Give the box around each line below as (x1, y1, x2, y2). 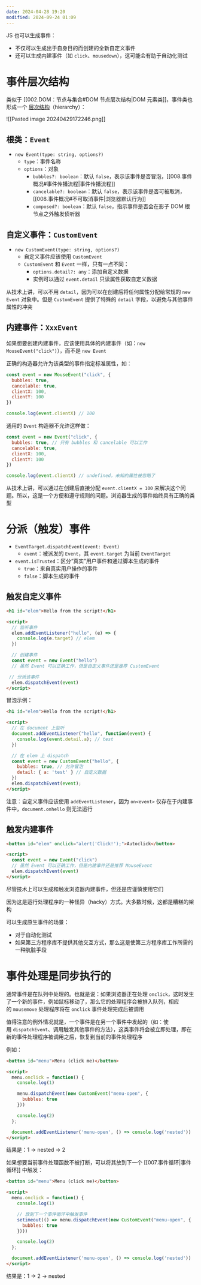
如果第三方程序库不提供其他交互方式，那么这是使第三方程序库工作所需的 (14, 938, 193, 945)
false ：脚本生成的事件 (23, 572, 80, 580)
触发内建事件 (6, 824, 54, 834)
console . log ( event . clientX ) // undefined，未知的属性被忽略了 (6, 473, 156, 479)
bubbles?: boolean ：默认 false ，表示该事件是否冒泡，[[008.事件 (32, 173, 193, 180)
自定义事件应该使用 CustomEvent (23, 253, 103, 260)
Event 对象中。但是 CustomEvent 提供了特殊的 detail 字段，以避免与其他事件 (6, 296, 193, 303)
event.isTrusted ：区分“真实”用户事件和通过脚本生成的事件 (14, 557, 160, 565)
